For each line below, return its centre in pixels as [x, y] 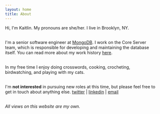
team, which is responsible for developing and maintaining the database [77, 47]
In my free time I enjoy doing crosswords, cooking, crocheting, [68, 67]
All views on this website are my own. [43, 106]
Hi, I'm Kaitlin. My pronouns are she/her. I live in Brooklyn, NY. [67, 28]
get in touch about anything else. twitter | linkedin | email [62, 92]
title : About [18, 14]
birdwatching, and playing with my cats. [45, 72]
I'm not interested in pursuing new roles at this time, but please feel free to [80, 86]
